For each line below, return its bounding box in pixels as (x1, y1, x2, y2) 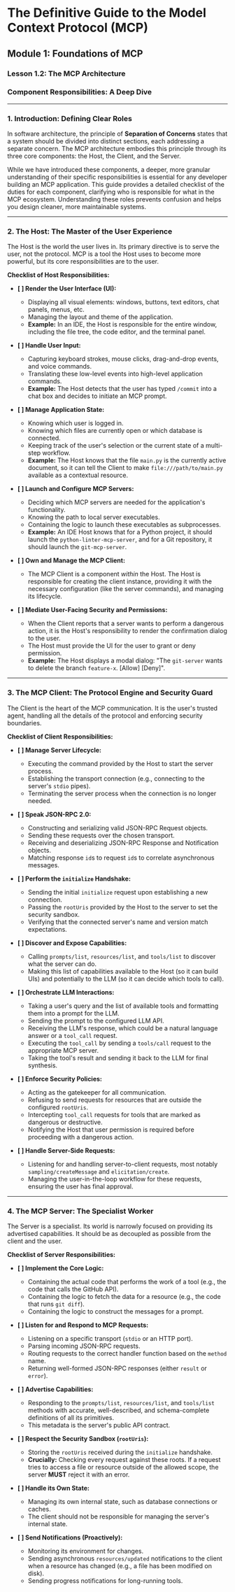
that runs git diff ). (27, 1300, 85, 1308)
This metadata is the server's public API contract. (27, 1421, 171, 1429)
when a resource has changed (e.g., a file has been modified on (27, 1561, 212, 1570)
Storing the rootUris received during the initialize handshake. (27, 1448, 213, 1456)
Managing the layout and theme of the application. (27, 313, 173, 321)
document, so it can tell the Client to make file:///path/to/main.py (27, 464, 224, 472)
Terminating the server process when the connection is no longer (27, 789, 217, 797)
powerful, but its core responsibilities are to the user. (7, 257, 159, 266)
